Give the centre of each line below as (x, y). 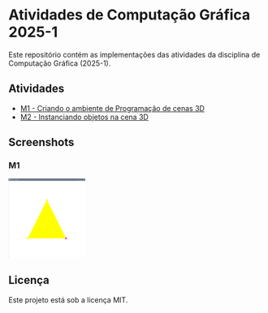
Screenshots (41, 142)
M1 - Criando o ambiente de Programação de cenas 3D (112, 108)
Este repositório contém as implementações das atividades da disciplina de (134, 54)
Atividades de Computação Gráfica (130, 15)
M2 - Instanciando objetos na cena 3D (84, 117)
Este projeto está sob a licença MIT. (68, 300)
